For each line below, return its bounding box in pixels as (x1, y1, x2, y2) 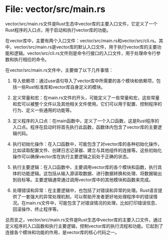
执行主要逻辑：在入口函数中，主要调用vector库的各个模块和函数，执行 (12, 164, 158, 170)
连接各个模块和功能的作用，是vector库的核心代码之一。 (5, 229, 119, 235)
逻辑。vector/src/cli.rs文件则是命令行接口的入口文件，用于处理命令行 (14, 50, 156, 56)
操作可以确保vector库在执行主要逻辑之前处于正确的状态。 (12, 153, 131, 159)
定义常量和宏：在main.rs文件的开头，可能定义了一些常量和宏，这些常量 (12, 94, 160, 101)
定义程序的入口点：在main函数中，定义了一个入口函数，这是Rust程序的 (12, 118, 159, 124)
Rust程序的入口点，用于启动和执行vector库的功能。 (5, 27, 111, 33)
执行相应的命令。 (14, 56, 49, 62)
